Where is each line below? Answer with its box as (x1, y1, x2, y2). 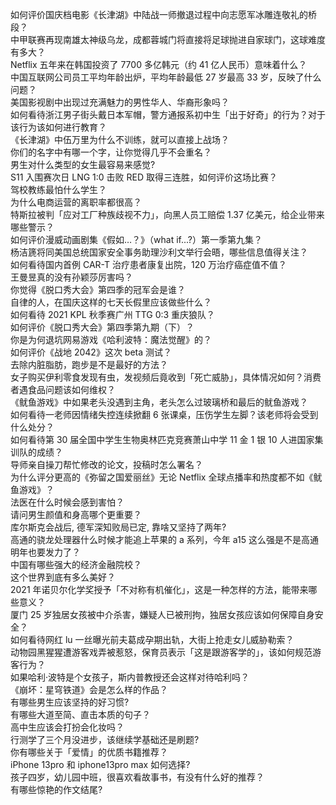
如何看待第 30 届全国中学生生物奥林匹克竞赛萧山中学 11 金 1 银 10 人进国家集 (10, 434, 324, 445)
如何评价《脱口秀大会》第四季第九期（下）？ (10, 321, 195, 333)
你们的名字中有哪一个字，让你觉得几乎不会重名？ (10, 146, 212, 158)
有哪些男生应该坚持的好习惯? (10, 696, 130, 708)
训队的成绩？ (10, 446, 63, 458)
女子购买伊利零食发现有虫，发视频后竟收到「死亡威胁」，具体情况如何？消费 (10, 371, 322, 383)
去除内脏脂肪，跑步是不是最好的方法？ (10, 359, 168, 370)
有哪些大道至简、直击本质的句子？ (10, 709, 151, 720)
